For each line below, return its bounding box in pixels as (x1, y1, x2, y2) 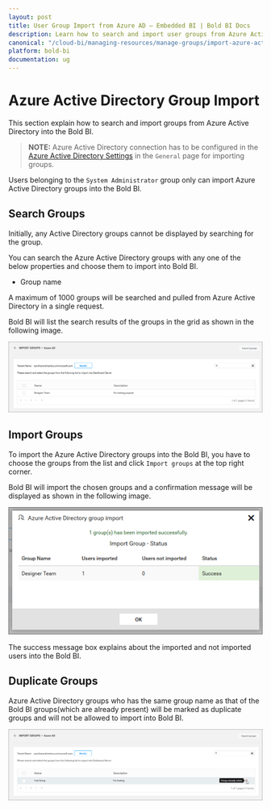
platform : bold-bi (8, 47, 70, 56)
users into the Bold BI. (8, 651, 82, 660)
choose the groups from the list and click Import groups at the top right (8, 458, 244, 467)
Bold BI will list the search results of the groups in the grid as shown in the (8, 316, 254, 326)
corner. (8, 467, 32, 476)
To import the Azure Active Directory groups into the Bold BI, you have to (8, 449, 251, 459)
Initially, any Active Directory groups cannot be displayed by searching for (8, 228, 254, 238)
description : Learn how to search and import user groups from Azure (8, 30, 248, 38)
